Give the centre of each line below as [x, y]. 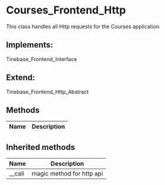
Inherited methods [41, 147]
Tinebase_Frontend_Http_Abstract [48, 92]
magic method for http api [67, 174]
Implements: [30, 45]
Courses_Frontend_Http [66, 10]
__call [17, 174]
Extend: [21, 78]
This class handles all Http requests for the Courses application [83, 26]
